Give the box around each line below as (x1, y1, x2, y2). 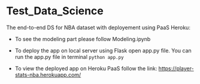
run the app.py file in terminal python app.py (14, 53, 124, 60)
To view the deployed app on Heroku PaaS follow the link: (14, 64, 157, 72)
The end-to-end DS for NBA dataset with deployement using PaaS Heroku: (6, 24, 190, 31)
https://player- (158, 64, 194, 72)
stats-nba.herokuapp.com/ (14, 71, 81, 78)
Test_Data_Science (6, 4, 104, 18)
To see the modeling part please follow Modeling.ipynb (14, 35, 151, 42)
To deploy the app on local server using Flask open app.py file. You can (14, 46, 192, 54)
